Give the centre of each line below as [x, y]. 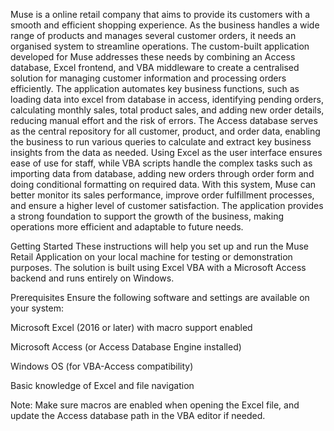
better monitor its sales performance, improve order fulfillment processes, [162, 195]
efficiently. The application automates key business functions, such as [155, 88]
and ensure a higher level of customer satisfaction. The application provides [167, 205]
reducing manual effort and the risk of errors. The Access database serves [164, 120]
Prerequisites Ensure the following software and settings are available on [160, 297]
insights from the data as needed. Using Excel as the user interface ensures [166, 152]
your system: [37, 308]
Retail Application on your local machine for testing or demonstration [151, 257]
